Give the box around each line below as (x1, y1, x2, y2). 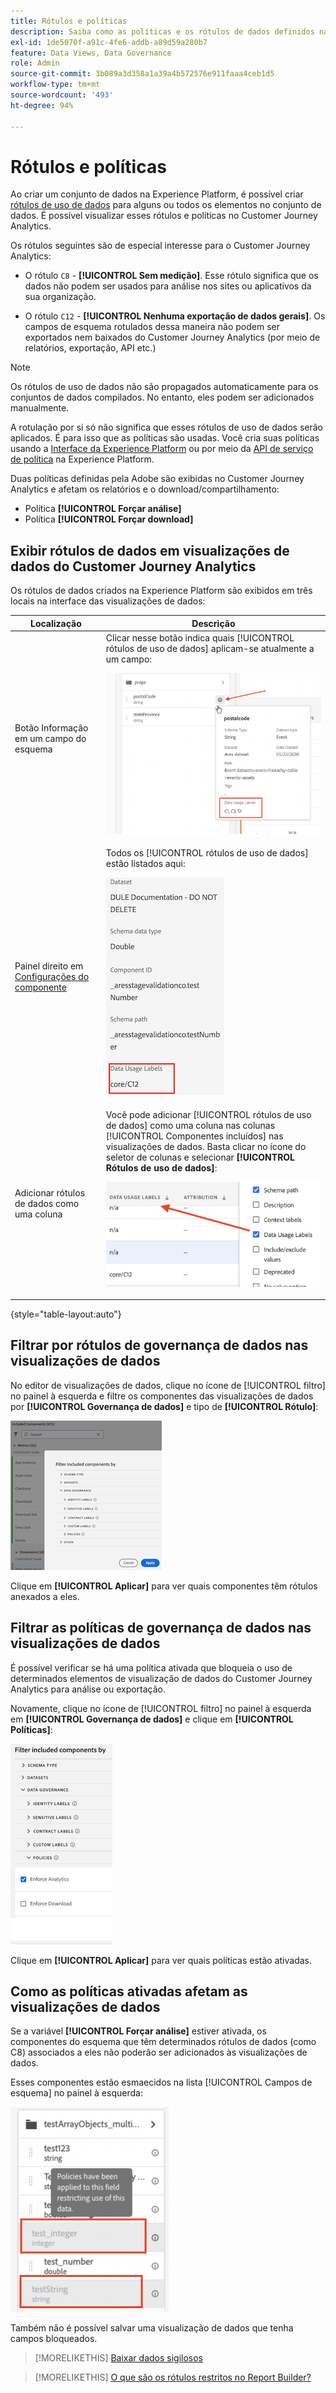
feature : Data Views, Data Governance (10, 48, 172, 58)
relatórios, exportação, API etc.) (24, 342, 157, 354)
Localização (29, 617, 82, 629)
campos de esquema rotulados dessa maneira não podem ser (24, 321, 281, 333)
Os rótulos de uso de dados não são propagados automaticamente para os (10, 381, 319, 393)
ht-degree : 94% (10, 100, 74, 110)
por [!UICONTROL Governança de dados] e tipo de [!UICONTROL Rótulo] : (10, 1400, 319, 1412)
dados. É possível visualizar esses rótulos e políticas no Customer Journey (10, 210, 318, 222)
